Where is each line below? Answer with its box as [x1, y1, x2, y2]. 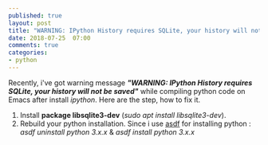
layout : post [8, 19, 52, 27]
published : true [8, 11, 62, 20]
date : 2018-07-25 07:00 [8, 33, 91, 42]
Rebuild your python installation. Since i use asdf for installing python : [19, 119, 251, 128]
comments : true [8, 41, 59, 49]
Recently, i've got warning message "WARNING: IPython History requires [8, 77, 253, 88]
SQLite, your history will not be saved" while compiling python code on [8, 86, 246, 96]
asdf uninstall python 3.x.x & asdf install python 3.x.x [19, 127, 195, 136]
